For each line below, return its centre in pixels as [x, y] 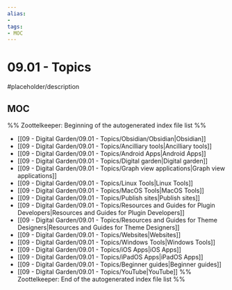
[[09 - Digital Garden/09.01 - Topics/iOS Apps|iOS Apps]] [99, 250]
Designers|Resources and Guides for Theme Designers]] [98, 227]
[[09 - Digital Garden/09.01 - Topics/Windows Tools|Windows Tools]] [116, 242]
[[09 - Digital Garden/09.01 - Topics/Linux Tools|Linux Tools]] [105, 183]
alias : [17, 14]
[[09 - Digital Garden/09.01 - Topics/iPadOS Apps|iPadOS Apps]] [110, 257]
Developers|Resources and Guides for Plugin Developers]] [101, 212]
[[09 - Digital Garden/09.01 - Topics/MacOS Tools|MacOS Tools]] [111, 191]
